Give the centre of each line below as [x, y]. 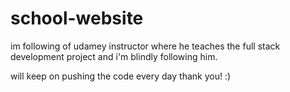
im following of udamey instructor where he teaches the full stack [145, 46]
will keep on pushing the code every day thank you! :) [121, 76]
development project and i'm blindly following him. [114, 56]
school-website [77, 18]
